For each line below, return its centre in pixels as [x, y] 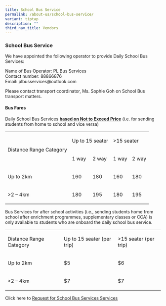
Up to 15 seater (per [88, 239]
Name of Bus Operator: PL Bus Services [46, 71]
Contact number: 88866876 [34, 76]
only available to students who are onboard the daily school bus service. [79, 222]
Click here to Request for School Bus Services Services [62, 298]
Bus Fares [16, 108]
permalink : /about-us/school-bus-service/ [49, 14]
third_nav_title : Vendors [32, 28]
